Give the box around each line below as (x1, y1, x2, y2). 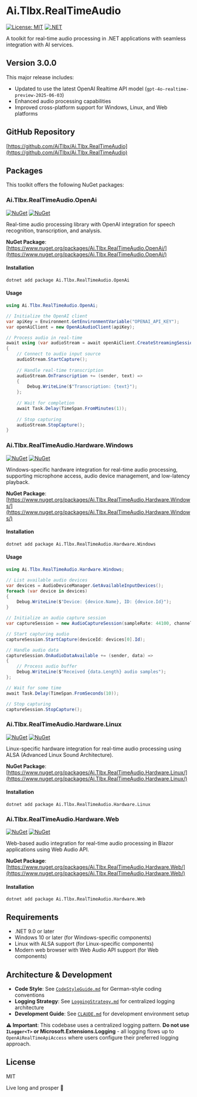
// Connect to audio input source (16, 351, 101, 357)
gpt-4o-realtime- (146, 86, 189, 92)
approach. (6, 1040, 31, 1048)
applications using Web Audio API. (6, 846, 89, 853)
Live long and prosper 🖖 (6, 1084, 64, 1091)
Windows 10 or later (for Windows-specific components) (14, 934, 152, 941)
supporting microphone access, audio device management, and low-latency (6, 472, 191, 479)
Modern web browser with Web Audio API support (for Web (14, 946, 159, 954)
